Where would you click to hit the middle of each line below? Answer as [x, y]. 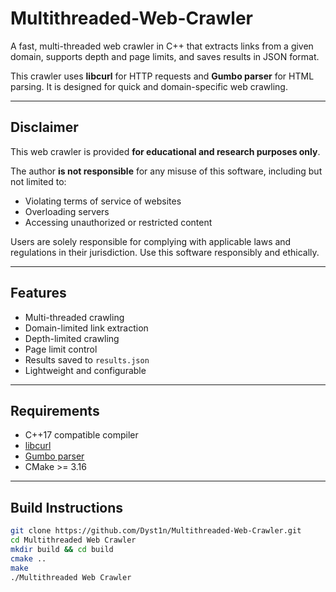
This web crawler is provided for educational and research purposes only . [165, 151]
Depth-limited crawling [72, 338]
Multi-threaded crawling [74, 317]
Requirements [55, 410]
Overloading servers [67, 211]
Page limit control [61, 349]
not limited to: [38, 181]
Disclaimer [44, 127]
